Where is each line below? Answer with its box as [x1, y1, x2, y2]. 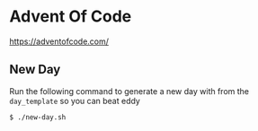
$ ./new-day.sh [9, 112, 67, 122]
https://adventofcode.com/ [9, 36, 110, 47]
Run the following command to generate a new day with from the [9, 85, 250, 96]
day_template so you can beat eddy [9, 95, 141, 106]
